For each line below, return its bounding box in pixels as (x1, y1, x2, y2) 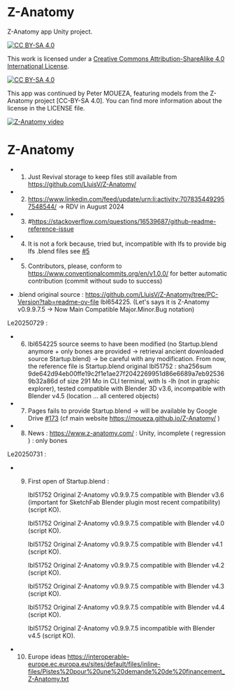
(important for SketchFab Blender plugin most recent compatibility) (27, 498, 221, 506)
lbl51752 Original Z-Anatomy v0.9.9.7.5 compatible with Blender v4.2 (27, 561, 225, 569)
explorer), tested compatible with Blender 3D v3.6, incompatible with (27, 384, 226, 393)
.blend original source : (17, 290, 84, 298)
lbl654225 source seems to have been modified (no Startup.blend (27, 339, 218, 348)
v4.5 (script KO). (27, 631, 75, 640)
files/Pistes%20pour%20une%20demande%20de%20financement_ (27, 667, 226, 675)
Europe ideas (27, 652, 66, 661)
